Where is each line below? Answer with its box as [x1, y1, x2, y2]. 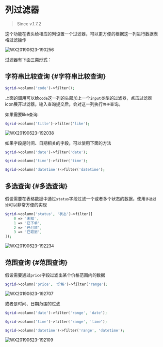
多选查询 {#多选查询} [5, 182, 68, 190]
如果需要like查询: [5, 111, 39, 117]
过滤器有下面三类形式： [5, 56, 52, 62]
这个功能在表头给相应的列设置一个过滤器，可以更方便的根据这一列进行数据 [5, 31, 154, 37]
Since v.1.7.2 [16, 20, 41, 27]
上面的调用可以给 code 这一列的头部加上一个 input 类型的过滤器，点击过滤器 [5, 95, 152, 101]
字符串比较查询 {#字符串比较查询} [5, 73, 106, 81]
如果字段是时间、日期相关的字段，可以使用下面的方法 [5, 140, 112, 146]
